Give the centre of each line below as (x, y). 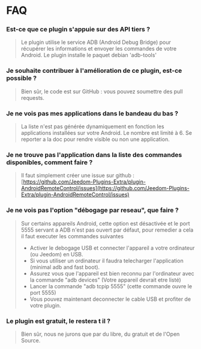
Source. (31, 340)
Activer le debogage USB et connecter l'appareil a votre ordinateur (112, 248)
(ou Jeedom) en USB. (56, 254)
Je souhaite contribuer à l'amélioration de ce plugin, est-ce (94, 71)
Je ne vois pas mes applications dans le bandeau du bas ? (92, 113)
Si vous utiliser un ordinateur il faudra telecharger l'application (107, 261)
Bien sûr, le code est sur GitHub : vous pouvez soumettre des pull (102, 91)
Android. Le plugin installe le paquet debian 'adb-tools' (89, 55)
